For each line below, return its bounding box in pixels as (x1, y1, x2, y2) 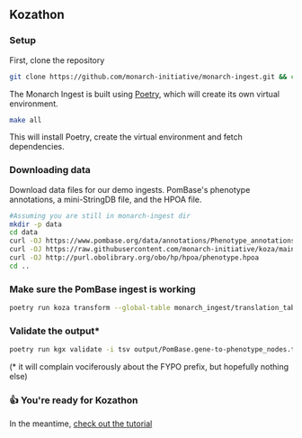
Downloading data (9, 164, 92, 177)
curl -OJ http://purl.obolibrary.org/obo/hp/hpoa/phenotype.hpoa (9, 253, 259, 262)
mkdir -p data (9, 220, 63, 229)
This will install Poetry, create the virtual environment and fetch (9, 132, 243, 142)
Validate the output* (9, 324, 101, 337)
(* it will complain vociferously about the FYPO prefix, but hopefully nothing (9, 361, 289, 372)
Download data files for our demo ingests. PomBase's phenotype (9, 184, 251, 195)
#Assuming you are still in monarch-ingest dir (9, 211, 191, 220)
